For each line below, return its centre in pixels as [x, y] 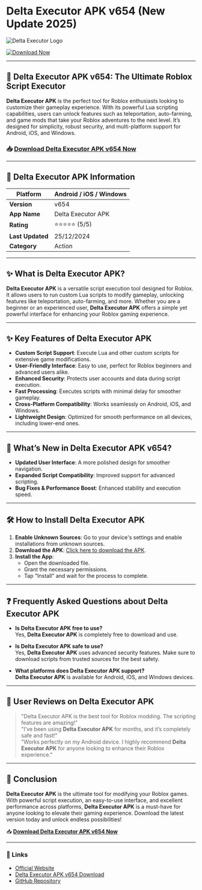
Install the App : [34, 557]
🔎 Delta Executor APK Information [71, 177]
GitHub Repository [38, 880]
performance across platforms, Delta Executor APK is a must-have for [93, 806]
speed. [23, 495]
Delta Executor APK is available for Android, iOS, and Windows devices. [104, 677]
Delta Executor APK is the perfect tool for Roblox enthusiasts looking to [95, 101]
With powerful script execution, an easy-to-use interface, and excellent [94, 800]
